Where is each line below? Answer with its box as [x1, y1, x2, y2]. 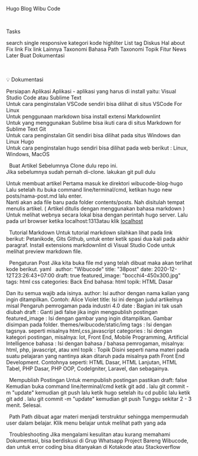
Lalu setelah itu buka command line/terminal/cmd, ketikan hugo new [6, 186, 173, 193]
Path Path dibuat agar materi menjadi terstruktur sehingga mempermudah [8, 413, 189, 420]
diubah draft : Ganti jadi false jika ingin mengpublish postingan [6, 309, 158, 315]
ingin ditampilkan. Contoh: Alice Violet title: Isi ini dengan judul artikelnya [6, 296, 183, 303]
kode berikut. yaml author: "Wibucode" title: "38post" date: [6, 266, 153, 273]
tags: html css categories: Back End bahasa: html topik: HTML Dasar [6, 278, 173, 285]
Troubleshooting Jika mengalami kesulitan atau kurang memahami [8, 431, 170, 438]
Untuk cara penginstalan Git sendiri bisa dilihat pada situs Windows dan [6, 132, 181, 138]
